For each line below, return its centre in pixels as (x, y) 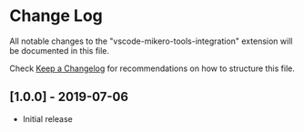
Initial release (47, 118)
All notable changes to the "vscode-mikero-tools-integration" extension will (151, 41)
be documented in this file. (60, 50)
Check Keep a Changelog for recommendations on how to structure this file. (152, 68)
